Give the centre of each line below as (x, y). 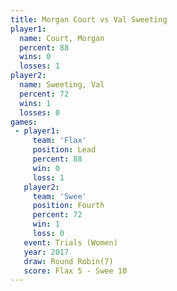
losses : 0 (39, 112)
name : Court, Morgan (62, 38)
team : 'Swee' (59, 196)
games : (24, 122)
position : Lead (64, 150)
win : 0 (46, 168)
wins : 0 (35, 57)
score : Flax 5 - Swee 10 (75, 271)
